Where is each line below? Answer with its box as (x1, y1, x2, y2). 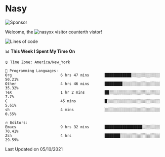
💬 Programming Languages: (5, 68, 58, 73)
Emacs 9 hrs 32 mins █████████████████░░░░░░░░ (5, 124, 161, 129)
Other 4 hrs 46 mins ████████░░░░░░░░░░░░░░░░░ (5, 81, 161, 86)
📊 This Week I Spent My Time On (5, 48, 75, 54)
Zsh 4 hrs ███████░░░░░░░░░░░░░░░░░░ (5, 133, 161, 138)
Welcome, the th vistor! (5, 29, 102, 35)
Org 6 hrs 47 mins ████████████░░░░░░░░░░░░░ (5, 73, 161, 78)
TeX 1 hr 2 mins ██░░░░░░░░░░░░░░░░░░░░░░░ (5, 90, 161, 95)
